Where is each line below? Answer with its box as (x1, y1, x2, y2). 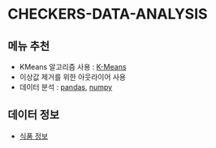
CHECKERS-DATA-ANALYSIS (7, 5, 208, 23)
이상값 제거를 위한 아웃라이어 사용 (19, 72, 127, 82)
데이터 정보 (7, 108, 60, 122)
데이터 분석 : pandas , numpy (19, 82, 113, 91)
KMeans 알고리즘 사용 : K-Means (19, 62, 127, 71)
